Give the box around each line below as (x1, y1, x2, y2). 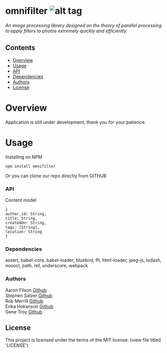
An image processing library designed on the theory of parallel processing (5, 22, 162, 28)
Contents (5, 43, 36, 52)
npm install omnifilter (5, 163, 56, 169)
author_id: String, (5, 211, 47, 217)
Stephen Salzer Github (5, 292, 52, 298)
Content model (5, 197, 37, 203)
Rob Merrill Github (5, 298, 44, 304)
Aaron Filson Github (5, 287, 47, 293)
